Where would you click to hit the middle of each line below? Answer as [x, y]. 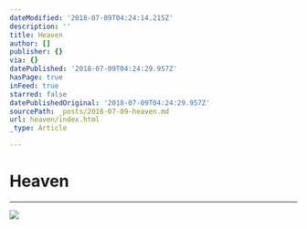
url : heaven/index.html [55, 120]
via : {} [24, 60]
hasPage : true [37, 78]
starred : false [38, 94]
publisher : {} [37, 52]
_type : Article [38, 129]
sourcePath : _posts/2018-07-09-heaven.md [90, 111]
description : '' [40, 26]
